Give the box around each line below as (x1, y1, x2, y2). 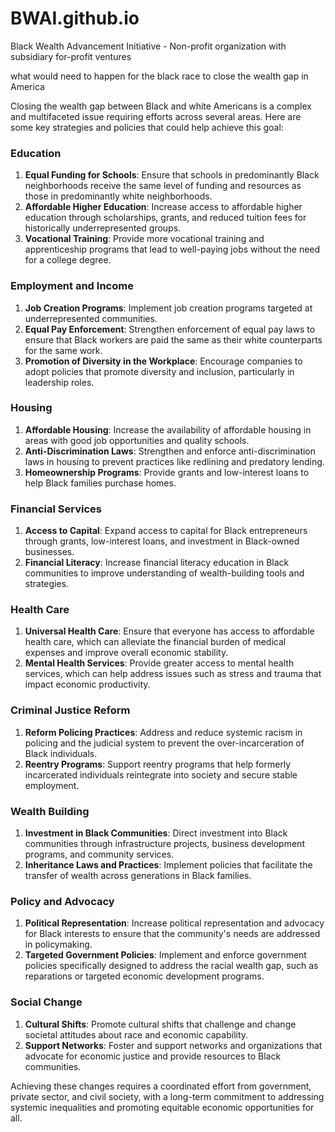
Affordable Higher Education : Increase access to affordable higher (24, 201, 303, 213)
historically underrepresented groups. (24, 222, 182, 234)
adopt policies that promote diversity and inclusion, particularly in (24, 365, 295, 377)
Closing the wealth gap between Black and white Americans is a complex (10, 100, 312, 112)
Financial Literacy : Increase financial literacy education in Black (24, 557, 290, 569)
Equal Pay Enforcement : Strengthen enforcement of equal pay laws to (24, 323, 316, 335)
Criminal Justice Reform (10, 703, 131, 717)
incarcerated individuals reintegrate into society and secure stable (24, 768, 298, 781)
